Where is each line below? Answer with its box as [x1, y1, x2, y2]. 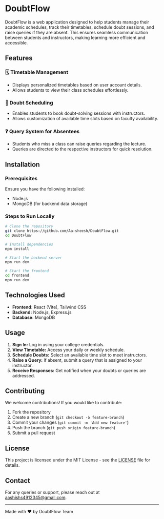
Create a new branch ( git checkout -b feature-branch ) [12, 415, 124, 420]
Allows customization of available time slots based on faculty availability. [12, 115, 159, 121]
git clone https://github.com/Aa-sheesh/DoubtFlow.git [5, 228, 119, 233]
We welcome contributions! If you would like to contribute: [5, 400, 122, 406]
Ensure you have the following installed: [5, 186, 85, 192]
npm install [5, 246, 29, 251]
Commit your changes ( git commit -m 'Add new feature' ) [12, 419, 129, 425]
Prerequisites [5, 175, 38, 182]
